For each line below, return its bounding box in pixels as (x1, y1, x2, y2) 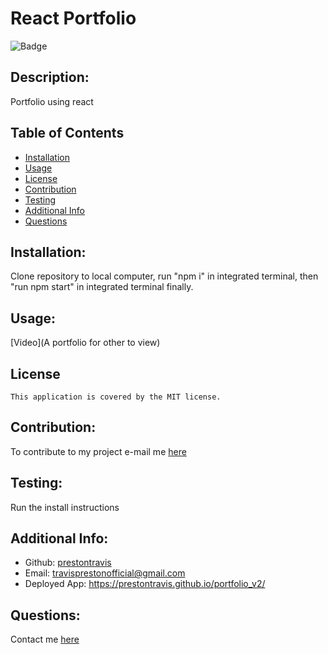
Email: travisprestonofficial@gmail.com (24, 567, 186, 579)
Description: (10, 69, 90, 86)
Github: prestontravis (24, 557, 112, 569)
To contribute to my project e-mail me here (10, 445, 187, 457)
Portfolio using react (10, 95, 94, 107)
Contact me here (10, 633, 80, 646)
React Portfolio (10, 7, 137, 30)
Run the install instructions (10, 501, 120, 513)
